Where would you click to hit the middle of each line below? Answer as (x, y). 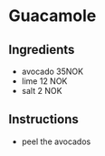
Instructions (43, 120)
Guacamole (52, 16)
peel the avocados (56, 141)
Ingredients (42, 50)
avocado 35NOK (52, 71)
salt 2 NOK (42, 91)
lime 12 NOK (44, 81)
